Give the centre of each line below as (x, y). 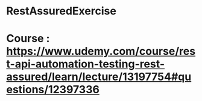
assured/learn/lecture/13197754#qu (99, 77)
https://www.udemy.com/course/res (101, 51)
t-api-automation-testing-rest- (86, 64)
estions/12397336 (53, 90)
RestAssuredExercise (61, 11)
